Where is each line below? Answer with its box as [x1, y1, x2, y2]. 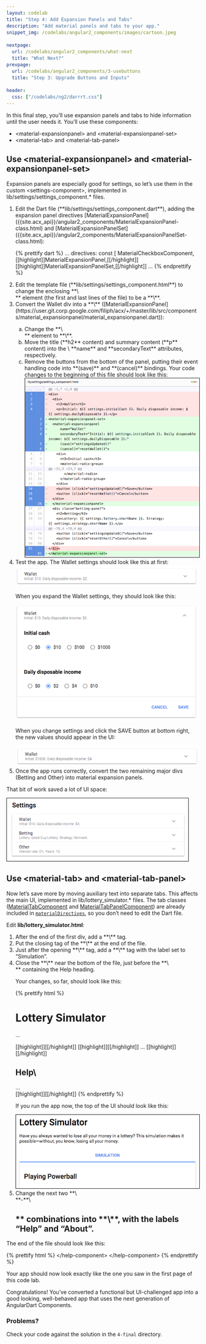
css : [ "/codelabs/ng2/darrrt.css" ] [12, 94, 103, 101]
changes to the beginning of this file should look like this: [24, 371, 168, 378]
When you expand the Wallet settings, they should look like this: [15, 592, 176, 600]
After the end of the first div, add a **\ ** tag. [15, 933, 127, 941]
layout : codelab [6, 10, 48, 16]
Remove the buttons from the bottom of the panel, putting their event [24, 357, 198, 365]
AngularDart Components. [6, 1302, 72, 1309]
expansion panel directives [15, 212, 84, 219]
